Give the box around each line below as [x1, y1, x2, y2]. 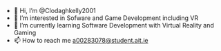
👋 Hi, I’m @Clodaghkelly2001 [13, 7, 96, 14]
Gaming [13, 28, 37, 37]
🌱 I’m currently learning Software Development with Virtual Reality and [13, 21, 214, 29]
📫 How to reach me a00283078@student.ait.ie [13, 37, 148, 44]
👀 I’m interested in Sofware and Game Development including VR [13, 14, 199, 22]
